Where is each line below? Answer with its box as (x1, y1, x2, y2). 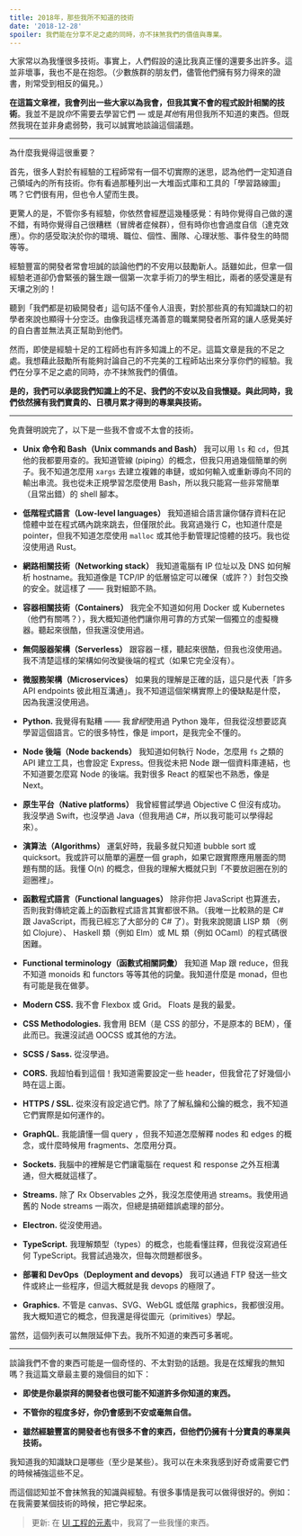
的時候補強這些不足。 (9, 1468, 88, 1478)
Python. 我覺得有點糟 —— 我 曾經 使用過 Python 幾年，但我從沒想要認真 (22, 716, 288, 727)
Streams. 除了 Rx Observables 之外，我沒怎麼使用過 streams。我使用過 (22, 1190, 289, 1200)
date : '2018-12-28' (9, 22, 83, 31)
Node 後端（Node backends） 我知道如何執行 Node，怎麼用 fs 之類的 (22, 746, 284, 757)
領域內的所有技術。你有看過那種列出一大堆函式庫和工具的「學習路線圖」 (16, 177, 285, 189)
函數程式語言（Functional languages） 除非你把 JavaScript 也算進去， (22, 894, 286, 904)
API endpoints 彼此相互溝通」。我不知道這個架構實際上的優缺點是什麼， (22, 686, 286, 696)
